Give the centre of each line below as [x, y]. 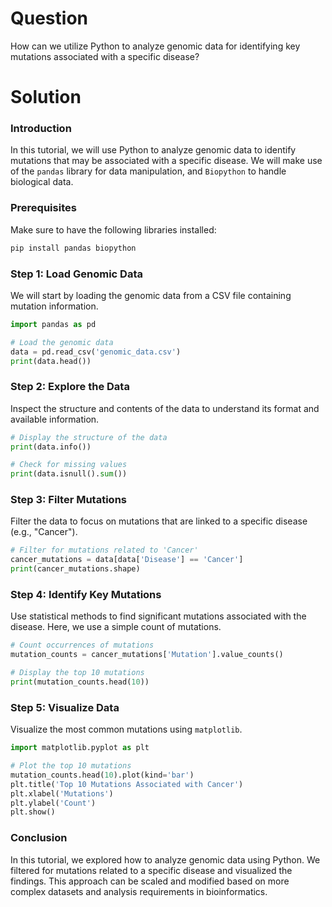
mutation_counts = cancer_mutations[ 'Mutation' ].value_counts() [147, 655]
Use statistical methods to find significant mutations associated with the [158, 616]
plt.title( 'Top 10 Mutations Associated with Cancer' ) [127, 784]
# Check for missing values [69, 465]
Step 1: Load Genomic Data [76, 274]
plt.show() [33, 812]
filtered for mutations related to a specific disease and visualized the [151, 870]
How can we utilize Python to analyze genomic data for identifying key [155, 46]
